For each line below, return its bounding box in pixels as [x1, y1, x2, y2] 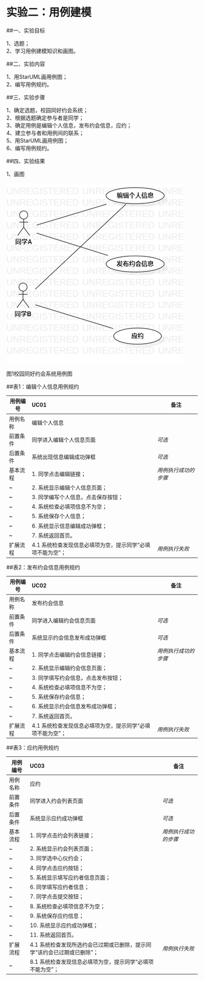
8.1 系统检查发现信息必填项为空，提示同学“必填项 [29, 958, 154, 965]
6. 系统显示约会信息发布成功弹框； [32, 703, 118, 710]
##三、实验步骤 [6, 94, 46, 101]
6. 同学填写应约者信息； [29, 883, 90, 890]
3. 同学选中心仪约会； [29, 855, 84, 862]
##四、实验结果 [6, 157, 46, 165]
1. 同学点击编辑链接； [32, 470, 86, 477]
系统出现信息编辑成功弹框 [32, 453, 96, 460]
